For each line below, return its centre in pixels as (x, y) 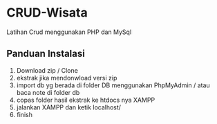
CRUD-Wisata (47, 13)
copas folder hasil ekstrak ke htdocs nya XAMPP (86, 100)
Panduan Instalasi (46, 54)
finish (24, 114)
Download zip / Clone (47, 70)
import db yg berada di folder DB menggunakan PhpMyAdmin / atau (113, 85)
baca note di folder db (48, 92)
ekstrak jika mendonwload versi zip (67, 78)
